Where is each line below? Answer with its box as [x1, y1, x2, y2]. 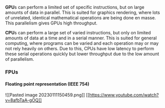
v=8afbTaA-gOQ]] [5, 97, 42, 104]
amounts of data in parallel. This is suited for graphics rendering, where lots [5, 9, 160, 15]
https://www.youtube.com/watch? [89, 92, 159, 98]
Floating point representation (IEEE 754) [5, 81, 89, 87]
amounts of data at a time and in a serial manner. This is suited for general [5, 35, 157, 41]
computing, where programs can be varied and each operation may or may [5, 40, 159, 46]
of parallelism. [5, 56, 34, 62]
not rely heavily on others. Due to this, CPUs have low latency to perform [5, 46, 154, 51]
